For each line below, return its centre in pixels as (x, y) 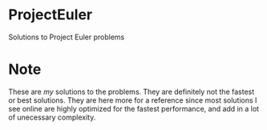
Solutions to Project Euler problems (67, 37)
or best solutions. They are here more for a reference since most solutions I (133, 100)
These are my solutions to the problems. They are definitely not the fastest (131, 91)
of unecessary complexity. (52, 117)
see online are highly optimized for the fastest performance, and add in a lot (133, 108)
